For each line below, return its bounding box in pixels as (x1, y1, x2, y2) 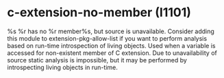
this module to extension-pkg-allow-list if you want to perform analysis (7, 34, 208, 42)
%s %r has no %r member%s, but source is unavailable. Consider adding (7, 27, 214, 35)
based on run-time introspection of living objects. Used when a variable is (7, 41, 216, 50)
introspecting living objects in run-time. (7, 63, 118, 71)
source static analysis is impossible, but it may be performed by (7, 56, 187, 64)
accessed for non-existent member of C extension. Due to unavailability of (7, 49, 217, 57)
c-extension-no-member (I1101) (7, 5, 192, 20)
